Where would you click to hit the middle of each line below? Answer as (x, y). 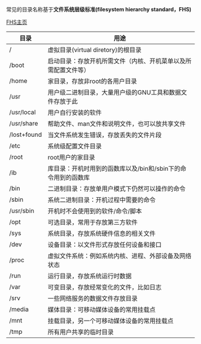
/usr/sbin (22, 211)
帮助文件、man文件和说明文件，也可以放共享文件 (117, 124)
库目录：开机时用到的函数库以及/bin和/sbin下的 (114, 168)
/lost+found (26, 135)
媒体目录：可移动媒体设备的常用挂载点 (102, 310)
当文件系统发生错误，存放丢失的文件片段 (105, 135)
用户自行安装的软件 (75, 113)
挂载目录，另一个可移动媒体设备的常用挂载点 (111, 321)
